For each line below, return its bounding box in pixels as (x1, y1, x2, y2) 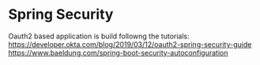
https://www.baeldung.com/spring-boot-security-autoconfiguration (8, 48, 228, 57)
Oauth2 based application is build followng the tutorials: (8, 31, 190, 41)
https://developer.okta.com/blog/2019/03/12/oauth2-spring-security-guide (8, 39, 252, 49)
